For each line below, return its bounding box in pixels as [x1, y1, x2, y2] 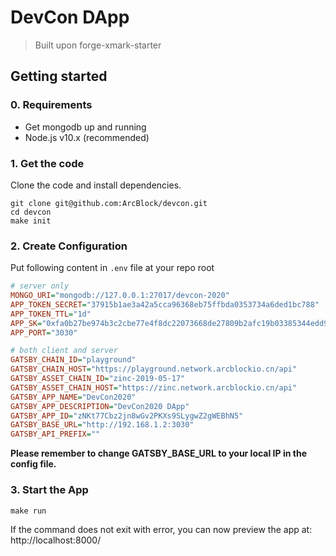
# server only [10, 281, 70, 291]
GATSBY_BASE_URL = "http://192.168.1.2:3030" [10, 420, 195, 430]
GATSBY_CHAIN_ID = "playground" [10, 355, 137, 365]
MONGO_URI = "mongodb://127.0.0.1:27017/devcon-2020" [10, 291, 230, 301]
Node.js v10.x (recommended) [24, 131, 150, 143]
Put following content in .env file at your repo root [10, 262, 215, 274]
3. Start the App [10, 483, 89, 497]
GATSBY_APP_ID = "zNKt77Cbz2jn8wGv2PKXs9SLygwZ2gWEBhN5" [10, 411, 244, 421]
